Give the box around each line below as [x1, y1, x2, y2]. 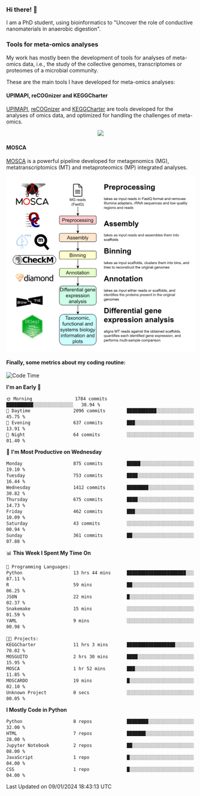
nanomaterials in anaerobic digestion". [6, 25, 101, 32]
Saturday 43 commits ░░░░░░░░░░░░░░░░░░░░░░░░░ [6, 520, 195, 526]
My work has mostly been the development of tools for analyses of [6, 54, 172, 61]
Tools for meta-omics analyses [6, 40, 99, 49]
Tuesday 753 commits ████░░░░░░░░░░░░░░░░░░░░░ [6, 473, 195, 479]
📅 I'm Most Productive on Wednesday [6, 449, 102, 456]
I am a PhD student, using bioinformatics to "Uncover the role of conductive [6, 19, 193, 26]
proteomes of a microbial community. [6, 66, 99, 74]
